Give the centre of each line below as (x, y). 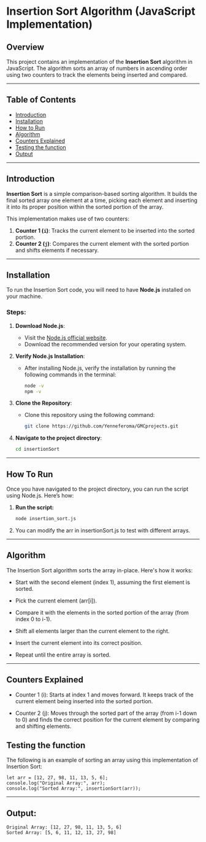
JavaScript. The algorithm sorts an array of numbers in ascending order (97, 68)
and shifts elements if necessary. (57, 250)
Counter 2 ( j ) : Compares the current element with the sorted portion (102, 243)
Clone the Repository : (44, 403)
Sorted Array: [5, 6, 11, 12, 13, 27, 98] (61, 833)
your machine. (25, 297)
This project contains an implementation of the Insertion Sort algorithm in (100, 62)
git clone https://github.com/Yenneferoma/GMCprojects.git (101, 426)
